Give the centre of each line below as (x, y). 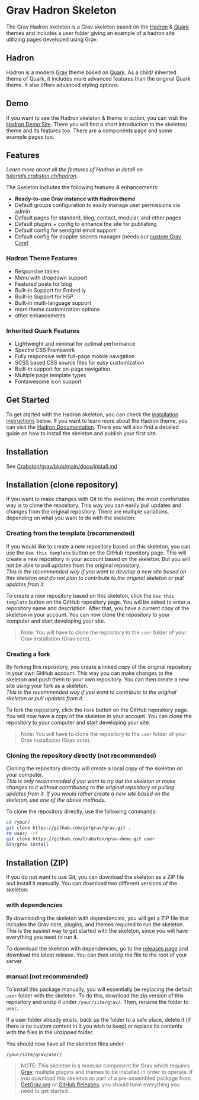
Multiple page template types (50, 375)
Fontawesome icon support (48, 381)
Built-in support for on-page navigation (62, 369)
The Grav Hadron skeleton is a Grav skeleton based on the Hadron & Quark (98, 27)
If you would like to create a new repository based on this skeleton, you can (98, 546)
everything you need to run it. (42, 937)
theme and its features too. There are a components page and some (89, 130)
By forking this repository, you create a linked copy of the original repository (99, 667)
